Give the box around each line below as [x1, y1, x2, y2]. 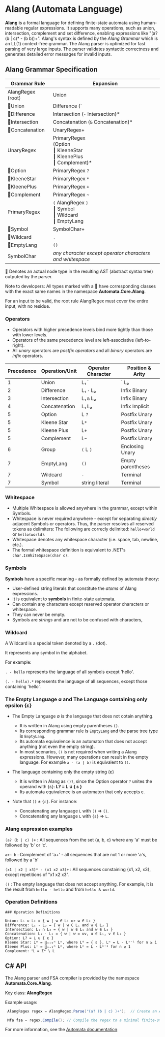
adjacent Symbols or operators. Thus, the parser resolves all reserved [12, 521, 154, 527]
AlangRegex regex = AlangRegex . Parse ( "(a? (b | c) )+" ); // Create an [7, 1008, 157, 1014]
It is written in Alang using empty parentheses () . [19, 723, 119, 729]
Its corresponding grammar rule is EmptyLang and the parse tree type [19, 728, 158, 734]
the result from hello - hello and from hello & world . [5, 886, 115, 892]
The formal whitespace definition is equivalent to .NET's [12, 547, 126, 553]
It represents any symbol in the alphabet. [5, 649, 88, 655]
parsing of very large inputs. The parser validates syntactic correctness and [5, 46, 159, 52]
